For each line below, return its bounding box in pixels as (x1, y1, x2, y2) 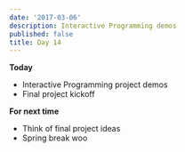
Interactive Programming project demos (21, 79, 168, 90)
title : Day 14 (9, 37, 62, 47)
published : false (9, 29, 74, 38)
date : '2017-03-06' (9, 12, 82, 22)
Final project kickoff (21, 89, 95, 100)
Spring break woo (21, 132, 88, 143)
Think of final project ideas (21, 124, 121, 134)
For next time (9, 106, 60, 116)
